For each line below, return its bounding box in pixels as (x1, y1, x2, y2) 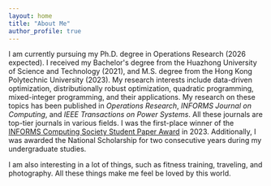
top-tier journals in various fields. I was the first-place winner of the (8, 119, 234, 128)
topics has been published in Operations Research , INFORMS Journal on (8, 101, 252, 110)
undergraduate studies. (8, 144, 87, 154)
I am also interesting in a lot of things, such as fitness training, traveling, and (8, 160, 263, 170)
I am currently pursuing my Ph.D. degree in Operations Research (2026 (8, 50, 246, 59)
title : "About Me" (8, 19, 71, 28)
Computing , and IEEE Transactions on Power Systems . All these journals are (8, 110, 264, 119)
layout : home (8, 11, 53, 20)
